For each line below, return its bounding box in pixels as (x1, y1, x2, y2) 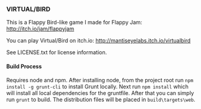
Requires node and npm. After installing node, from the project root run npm (6, 76, 194, 83)
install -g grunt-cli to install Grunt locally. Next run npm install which (6, 83, 189, 90)
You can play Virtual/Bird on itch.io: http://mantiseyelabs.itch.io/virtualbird (6, 37, 191, 44)
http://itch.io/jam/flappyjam (6, 25, 75, 32)
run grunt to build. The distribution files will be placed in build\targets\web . (6, 96, 196, 103)
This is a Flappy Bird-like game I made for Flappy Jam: (6, 19, 143, 26)
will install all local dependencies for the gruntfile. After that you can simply (6, 89, 194, 96)
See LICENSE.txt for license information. (6, 49, 107, 56)
